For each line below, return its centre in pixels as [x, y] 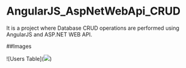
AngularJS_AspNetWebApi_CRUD [94, 11]
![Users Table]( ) [29, 58]
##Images [19, 46]
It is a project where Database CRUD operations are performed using [93, 28]
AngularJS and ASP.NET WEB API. [49, 34]
